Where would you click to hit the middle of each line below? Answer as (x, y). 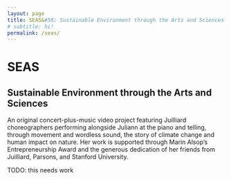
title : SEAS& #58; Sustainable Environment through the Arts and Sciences (116, 20)
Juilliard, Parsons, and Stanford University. (68, 157)
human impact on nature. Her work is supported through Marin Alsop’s (108, 142)
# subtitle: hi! (30, 26)
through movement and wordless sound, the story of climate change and (111, 135)
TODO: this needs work (40, 170)
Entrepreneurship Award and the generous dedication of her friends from (111, 150)
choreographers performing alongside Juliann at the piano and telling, (107, 127)
